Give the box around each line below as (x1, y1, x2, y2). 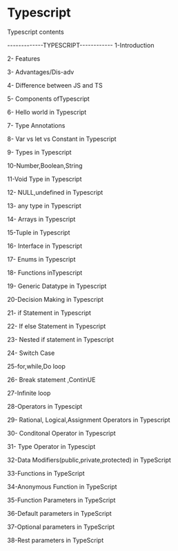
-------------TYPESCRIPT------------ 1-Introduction (7, 41, 155, 49)
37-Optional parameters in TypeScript (7, 523, 115, 531)
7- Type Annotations (7, 121, 66, 129)
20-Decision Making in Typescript (7, 295, 103, 303)
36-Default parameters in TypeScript (7, 509, 112, 517)
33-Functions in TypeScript (7, 469, 85, 477)
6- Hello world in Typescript (7, 108, 87, 116)
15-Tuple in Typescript (7, 228, 70, 236)
